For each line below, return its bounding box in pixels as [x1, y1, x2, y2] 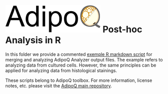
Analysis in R [5, 35, 61, 46]
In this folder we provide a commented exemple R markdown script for [5, 51, 152, 57]
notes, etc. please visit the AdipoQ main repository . [5, 82, 112, 88]
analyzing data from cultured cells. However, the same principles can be [5, 62, 156, 68]
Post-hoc [102, 24, 143, 35]
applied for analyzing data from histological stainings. [5, 67, 117, 73]
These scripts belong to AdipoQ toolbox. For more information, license [5, 77, 152, 83]
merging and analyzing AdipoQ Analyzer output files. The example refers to [5, 56, 163, 62]
